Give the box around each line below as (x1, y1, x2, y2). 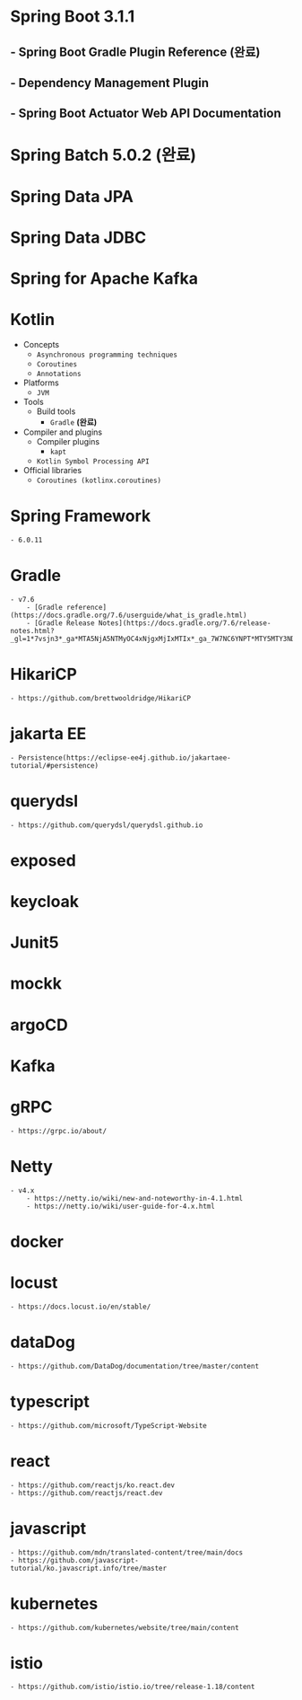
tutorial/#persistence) (10, 761, 99, 770)
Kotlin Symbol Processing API (36, 457, 151, 466)
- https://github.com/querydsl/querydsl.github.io (10, 820, 203, 830)
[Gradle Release (33, 618, 95, 628)
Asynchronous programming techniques (36, 350, 178, 360)
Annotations (36, 370, 82, 379)
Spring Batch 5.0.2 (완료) (10, 145, 196, 165)
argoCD (10, 1015, 68, 1035)
